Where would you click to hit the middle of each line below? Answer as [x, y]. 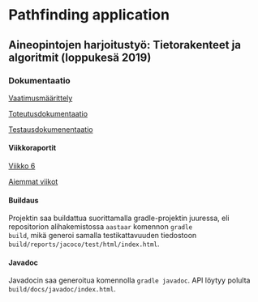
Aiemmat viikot [33, 182]
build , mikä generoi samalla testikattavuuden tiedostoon [103, 236]
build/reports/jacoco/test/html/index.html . [84, 244]
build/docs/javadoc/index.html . [62, 289]
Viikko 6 [22, 166]
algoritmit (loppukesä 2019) [80, 57]
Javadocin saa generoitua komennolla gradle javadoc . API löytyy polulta [129, 280]
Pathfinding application [89, 15]
